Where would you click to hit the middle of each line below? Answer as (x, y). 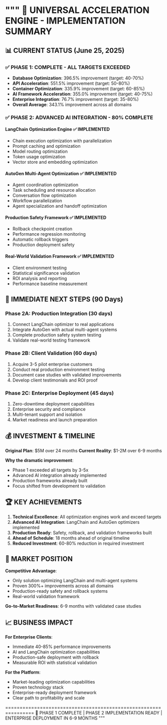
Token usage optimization (39, 157)
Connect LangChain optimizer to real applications (63, 325)
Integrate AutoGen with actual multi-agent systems (65, 330)
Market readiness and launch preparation (55, 419)
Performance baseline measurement (50, 284)
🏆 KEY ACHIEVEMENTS (44, 502)
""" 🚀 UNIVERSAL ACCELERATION (77, 10)
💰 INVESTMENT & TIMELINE (50, 436)
